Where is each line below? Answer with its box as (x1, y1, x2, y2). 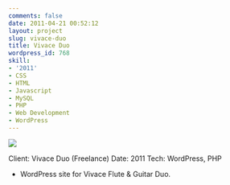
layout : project (8, 27, 63, 35)
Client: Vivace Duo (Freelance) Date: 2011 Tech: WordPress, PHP (8, 154, 223, 163)
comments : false (8, 11, 63, 20)
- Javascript (8, 86, 52, 95)
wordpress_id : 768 (8, 49, 70, 57)
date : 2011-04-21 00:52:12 (8, 19, 99, 27)
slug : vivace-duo (8, 34, 67, 43)
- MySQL (8, 94, 35, 102)
